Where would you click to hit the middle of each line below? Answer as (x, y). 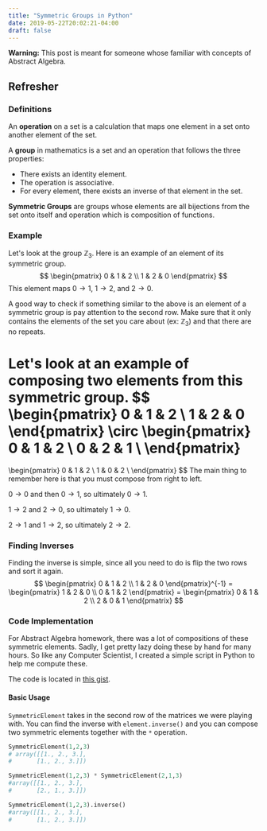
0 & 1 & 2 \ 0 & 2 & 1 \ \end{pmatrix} (124, 448)
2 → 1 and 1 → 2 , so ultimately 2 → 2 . (70, 525)
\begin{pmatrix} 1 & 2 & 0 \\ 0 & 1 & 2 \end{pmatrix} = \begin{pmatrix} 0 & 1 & (133, 592)
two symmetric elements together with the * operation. (98, 732)
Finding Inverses (41, 546)
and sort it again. (36, 571)
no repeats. (27, 332)
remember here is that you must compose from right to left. (105, 479)
